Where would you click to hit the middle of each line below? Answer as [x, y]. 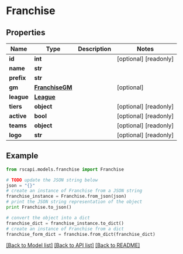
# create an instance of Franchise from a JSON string [74, 191]
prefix [18, 78]
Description [95, 49]
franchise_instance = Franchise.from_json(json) [66, 197]
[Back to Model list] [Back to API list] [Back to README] [73, 245]
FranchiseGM [53, 87]
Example [22, 156]
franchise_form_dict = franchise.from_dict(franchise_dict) [81, 234]
